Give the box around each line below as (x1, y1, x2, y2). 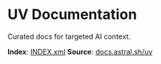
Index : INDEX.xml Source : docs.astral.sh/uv (7, 47, 153, 56)
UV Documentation (7, 6, 138, 24)
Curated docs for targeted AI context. (7, 32, 131, 41)
